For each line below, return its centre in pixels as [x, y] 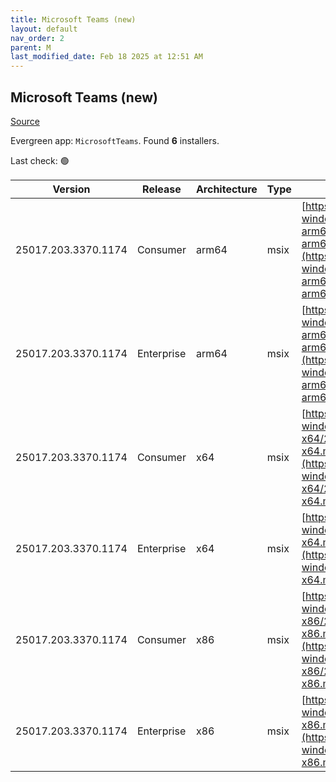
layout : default [44, 29]
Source [25, 121]
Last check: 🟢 [40, 160]
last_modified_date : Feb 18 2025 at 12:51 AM [106, 57]
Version [71, 189]
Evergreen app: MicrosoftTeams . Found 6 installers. [115, 140]
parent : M [31, 47]
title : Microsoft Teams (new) [73, 19]
